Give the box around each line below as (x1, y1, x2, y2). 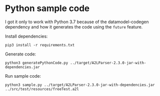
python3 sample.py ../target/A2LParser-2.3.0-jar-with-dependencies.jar (5, 82, 155, 87)
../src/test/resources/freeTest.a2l (5, 86, 79, 92)
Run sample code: (5, 73, 41, 79)
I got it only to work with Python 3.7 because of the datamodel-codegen (5, 19, 149, 25)
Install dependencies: (5, 33, 48, 39)
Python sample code (5, 3, 90, 14)
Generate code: (5, 51, 36, 57)
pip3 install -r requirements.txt (5, 42, 75, 47)
